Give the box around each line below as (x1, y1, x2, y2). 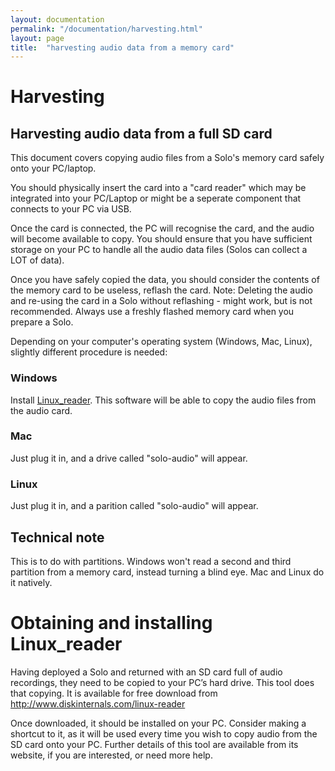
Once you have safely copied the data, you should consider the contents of (10, 274, 320, 286)
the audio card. (10, 404, 73, 416)
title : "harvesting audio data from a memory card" (10, 42, 235, 53)
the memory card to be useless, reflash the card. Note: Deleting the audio (10, 284, 313, 296)
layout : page (10, 33, 65, 43)
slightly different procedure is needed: (10, 346, 168, 358)
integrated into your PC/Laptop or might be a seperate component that (10, 192, 302, 205)
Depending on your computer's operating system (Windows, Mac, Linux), (10, 336, 313, 348)
